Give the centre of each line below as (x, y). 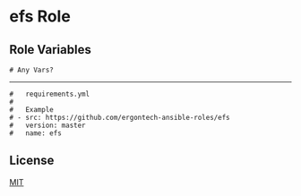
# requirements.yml (50, 94)
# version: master (48, 125)
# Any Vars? (31, 70)
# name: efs (36, 133)
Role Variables (50, 50)
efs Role (40, 17)
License (32, 161)
